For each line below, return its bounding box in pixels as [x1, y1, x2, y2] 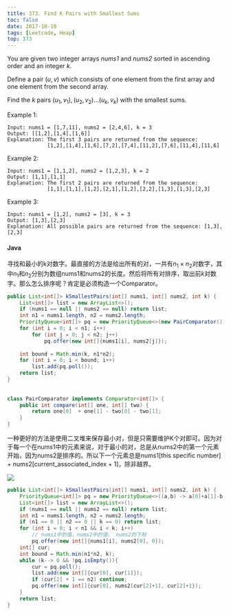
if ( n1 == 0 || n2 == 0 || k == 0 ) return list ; [19, 519, 162, 526]
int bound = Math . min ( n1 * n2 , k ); [19, 550, 115, 557]
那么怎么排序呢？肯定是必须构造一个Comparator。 [19, 279, 162, 288]
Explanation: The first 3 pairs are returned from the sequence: [7, 136, 198, 143]
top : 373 [7, 36, 32, 43]
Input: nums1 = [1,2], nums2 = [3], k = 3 [7, 211, 131, 217]
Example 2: [7, 154, 39, 162]
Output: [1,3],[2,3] [7, 217, 67, 224]
